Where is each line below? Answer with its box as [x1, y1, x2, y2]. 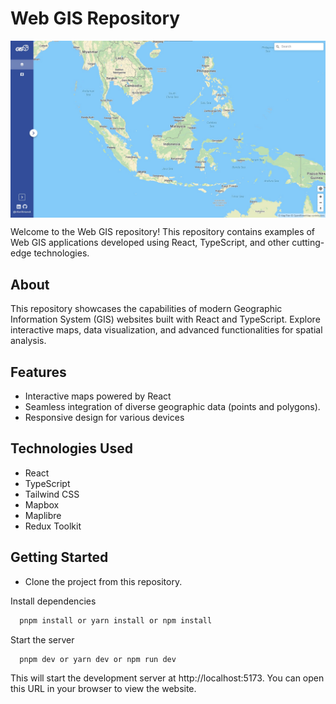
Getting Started [10, 549, 109, 566]
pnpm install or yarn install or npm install [19, 615, 213, 626]
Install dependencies [10, 595, 97, 607]
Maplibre [24, 509, 62, 521]
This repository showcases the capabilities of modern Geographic [10, 303, 283, 315]
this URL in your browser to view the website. [10, 683, 197, 695]
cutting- [291, 237, 325, 249]
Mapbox [24, 498, 60, 511]
